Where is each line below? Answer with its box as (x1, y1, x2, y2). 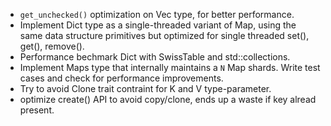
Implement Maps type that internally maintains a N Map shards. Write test (19, 62, 321, 73)
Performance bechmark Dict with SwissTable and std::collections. (19, 51, 291, 63)
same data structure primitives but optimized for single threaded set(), (19, 30, 310, 41)
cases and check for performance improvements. (19, 72, 224, 84)
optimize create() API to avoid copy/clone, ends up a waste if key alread (19, 94, 317, 105)
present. (19, 104, 55, 116)
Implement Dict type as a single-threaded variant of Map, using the (19, 19, 297, 31)
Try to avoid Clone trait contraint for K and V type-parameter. (19, 83, 272, 94)
